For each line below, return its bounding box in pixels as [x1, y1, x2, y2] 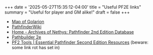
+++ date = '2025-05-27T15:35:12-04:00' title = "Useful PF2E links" [4, 4, 142, 10]
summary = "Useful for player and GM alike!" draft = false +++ [4, 9, 130, 15]
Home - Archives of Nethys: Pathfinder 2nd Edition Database [11, 29, 134, 35]
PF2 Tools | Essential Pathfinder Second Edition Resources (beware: [11, 39, 149, 45]
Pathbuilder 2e [11, 34, 41, 40]
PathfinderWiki [11, 24, 42, 30]
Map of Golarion [11, 19, 44, 24]
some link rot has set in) [11, 45, 60, 50]
